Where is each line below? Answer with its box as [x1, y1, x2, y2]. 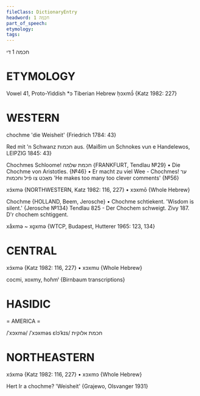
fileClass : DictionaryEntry [6, 9, 78, 15]
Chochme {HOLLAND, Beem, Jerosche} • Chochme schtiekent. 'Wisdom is [6, 198, 195, 205]
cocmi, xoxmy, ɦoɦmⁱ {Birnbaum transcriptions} [6, 275, 126, 283]
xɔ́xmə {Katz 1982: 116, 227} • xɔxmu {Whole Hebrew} [6, 264, 143, 271]
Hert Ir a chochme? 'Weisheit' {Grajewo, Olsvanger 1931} [6, 382, 149, 390]
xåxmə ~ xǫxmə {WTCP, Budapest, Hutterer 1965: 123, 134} [6, 223, 156, 230]
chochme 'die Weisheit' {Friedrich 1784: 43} [6, 132, 117, 138]
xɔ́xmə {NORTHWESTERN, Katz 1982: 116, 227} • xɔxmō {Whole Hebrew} [6, 186, 190, 193]
